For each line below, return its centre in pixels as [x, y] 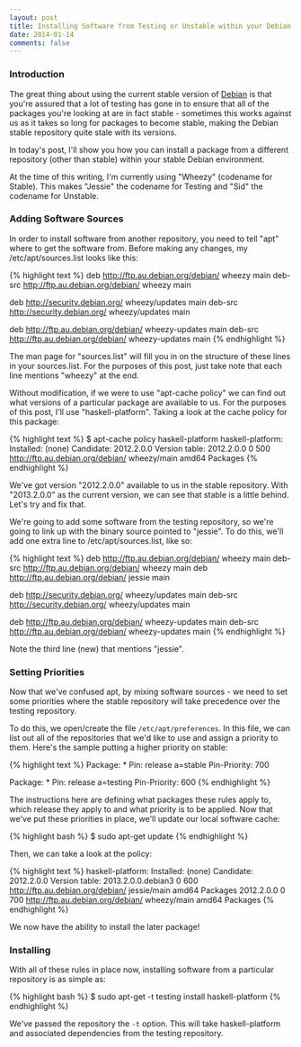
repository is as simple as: [58, 979]
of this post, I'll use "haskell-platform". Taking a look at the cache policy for [148, 411]
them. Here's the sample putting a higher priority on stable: [119, 747]
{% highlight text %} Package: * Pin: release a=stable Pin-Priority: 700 [139, 765]
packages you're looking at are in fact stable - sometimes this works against [150, 113]
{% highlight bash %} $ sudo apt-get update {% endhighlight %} [129, 836]
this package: [35, 421]
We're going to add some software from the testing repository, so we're [142, 521]
